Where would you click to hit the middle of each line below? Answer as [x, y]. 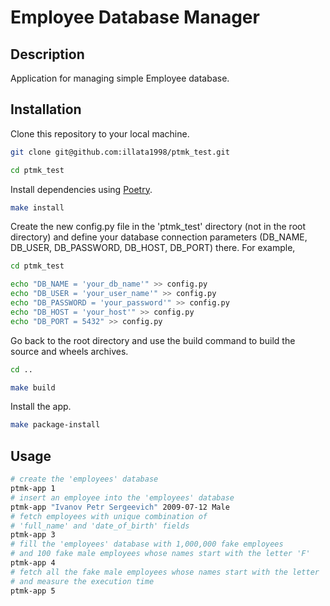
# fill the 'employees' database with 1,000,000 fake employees [147, 544]
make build [33, 387]
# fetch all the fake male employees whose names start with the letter [165, 572]
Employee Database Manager [135, 17]
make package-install [55, 425]
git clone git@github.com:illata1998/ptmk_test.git [120, 152]
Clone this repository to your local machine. [100, 133]
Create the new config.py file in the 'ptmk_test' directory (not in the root [158, 227]
